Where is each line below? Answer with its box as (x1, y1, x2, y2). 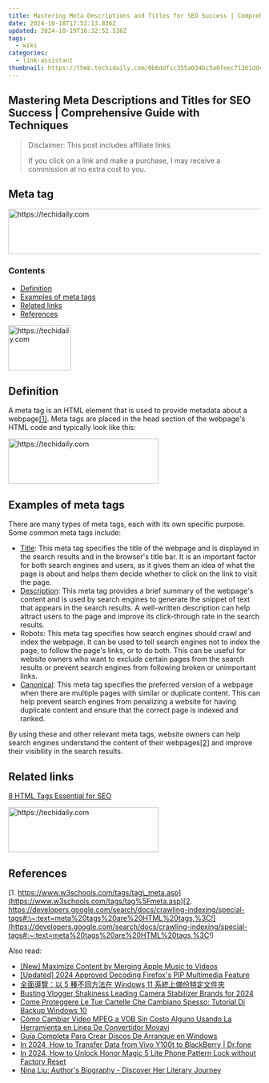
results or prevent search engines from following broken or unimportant (19, 663, 256, 672)
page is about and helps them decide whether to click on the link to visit (19, 569, 258, 578)
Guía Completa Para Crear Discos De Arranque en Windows (19, 1031, 218, 1040)
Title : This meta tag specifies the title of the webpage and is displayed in (19, 543, 259, 554)
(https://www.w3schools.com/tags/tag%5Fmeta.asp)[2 (8, 896, 191, 906)
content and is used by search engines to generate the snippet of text (19, 594, 251, 604)
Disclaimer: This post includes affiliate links (27, 140, 171, 149)
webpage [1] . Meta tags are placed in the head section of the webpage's (8, 414, 246, 424)
